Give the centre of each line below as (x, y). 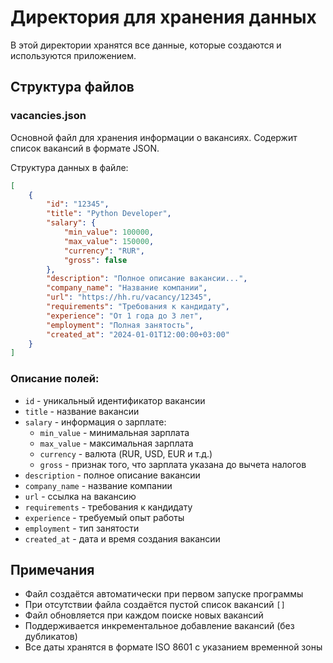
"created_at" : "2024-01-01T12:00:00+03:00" (138, 334)
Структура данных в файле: (69, 167)
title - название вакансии (82, 411)
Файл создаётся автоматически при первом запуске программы (164, 594)
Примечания (52, 569)
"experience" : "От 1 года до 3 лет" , (124, 316)
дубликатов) (51, 637)
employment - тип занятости (82, 528)
